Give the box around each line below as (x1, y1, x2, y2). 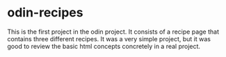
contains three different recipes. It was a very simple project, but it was (7, 34, 211, 43)
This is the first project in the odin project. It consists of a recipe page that (7, 27, 219, 36)
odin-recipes (7, 5, 83, 21)
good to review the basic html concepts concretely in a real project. (7, 42, 200, 50)
